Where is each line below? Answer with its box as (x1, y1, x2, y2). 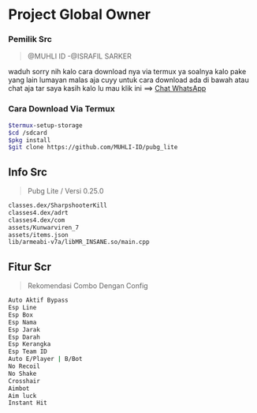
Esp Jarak (8, 325, 41, 333)
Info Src (8, 165, 47, 178)
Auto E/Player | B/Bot (8, 355, 83, 363)
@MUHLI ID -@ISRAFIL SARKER (27, 51, 132, 61)
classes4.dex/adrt (8, 208, 69, 216)
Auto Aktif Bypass (8, 296, 69, 305)
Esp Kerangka (8, 340, 51, 348)
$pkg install (8, 136, 51, 144)
